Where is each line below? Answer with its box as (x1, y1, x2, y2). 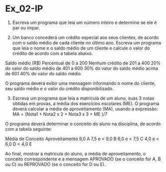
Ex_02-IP (5, 3, 43, 14)
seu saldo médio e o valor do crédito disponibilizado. (5, 85, 114, 91)
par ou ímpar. (12, 24, 40, 30)
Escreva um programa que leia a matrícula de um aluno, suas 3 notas (12, 95, 155, 101)
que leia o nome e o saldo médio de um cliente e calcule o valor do (12, 45, 150, 51)
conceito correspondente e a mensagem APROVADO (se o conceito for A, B (5, 156, 161, 162)
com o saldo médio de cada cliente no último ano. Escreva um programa (12, 39, 161, 45)
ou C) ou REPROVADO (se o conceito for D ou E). (5, 161, 106, 167)
